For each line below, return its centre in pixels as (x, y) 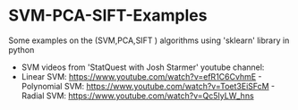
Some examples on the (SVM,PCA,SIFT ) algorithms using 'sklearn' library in (149, 40)
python (21, 49)
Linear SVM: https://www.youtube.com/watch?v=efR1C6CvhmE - (141, 76)
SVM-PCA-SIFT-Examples (108, 16)
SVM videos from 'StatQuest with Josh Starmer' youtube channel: (143, 67)
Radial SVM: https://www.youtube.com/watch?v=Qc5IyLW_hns (137, 96)
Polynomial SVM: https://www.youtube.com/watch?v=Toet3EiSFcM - (148, 86)
